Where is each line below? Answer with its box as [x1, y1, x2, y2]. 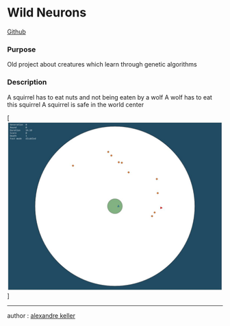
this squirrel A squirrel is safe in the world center [7, 100, 144, 108]
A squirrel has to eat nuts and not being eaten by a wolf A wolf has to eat [7, 93, 212, 101]
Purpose [7, 45, 36, 54]
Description [7, 78, 47, 87]
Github [7, 27, 26, 36]
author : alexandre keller [7, 312, 75, 320]
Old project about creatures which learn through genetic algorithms [7, 60, 197, 69]
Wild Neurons [7, 5, 87, 21]
